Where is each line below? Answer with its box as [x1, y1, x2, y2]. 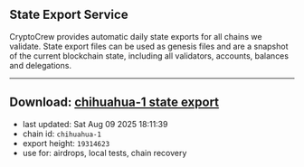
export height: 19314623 [22, 137, 110, 148]
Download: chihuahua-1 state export [9, 95, 220, 110]
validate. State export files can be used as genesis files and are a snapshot [9, 41, 289, 51]
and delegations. [9, 60, 72, 70]
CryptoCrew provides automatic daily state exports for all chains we [9, 31, 262, 42]
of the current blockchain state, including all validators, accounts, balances [9, 50, 290, 61]
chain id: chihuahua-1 [22, 128, 102, 139]
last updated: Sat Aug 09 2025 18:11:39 [22, 118, 168, 129]
